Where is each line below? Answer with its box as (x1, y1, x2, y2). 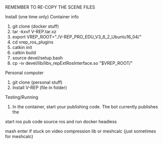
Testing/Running (5, 94, 38, 100)
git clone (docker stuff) (12, 23, 59, 29)
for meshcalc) (5, 134, 33, 139)
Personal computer (5, 70, 44, 76)
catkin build (12, 49, 36, 55)
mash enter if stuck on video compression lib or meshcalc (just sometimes (5, 128, 156, 134)
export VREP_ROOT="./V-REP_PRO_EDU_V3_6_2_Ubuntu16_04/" (12, 34, 142, 40)
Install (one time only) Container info (5, 14, 79, 19)
